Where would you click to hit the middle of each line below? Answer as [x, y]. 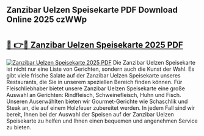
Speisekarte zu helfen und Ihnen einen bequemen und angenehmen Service [102, 121]
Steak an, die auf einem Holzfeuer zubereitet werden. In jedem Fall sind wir [101, 108]
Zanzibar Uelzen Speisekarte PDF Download [92, 10]
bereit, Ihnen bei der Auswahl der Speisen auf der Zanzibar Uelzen [90, 114]
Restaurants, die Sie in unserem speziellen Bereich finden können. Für [94, 82]
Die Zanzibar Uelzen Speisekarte [154, 63]
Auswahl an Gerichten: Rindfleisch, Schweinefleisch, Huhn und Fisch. [94, 95]
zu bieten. [19, 127]
